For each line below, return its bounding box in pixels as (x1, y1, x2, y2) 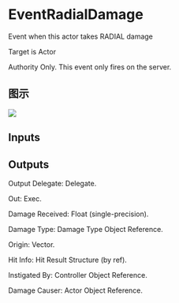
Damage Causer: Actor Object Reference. (8, 286, 144, 295)
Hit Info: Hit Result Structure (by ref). (8, 255, 128, 264)
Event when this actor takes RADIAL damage (8, 32, 154, 41)
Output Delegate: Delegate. (8, 178, 97, 188)
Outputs (8, 158, 50, 171)
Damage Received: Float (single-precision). (8, 209, 149, 219)
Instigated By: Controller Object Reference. (8, 270, 147, 279)
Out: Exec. (8, 193, 42, 203)
